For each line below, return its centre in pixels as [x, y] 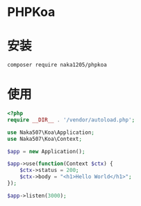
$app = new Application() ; [46, 151]
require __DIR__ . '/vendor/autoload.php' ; [71, 120]
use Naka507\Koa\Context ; [44, 139]
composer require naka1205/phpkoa [57, 65]
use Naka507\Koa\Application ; [51, 132]
